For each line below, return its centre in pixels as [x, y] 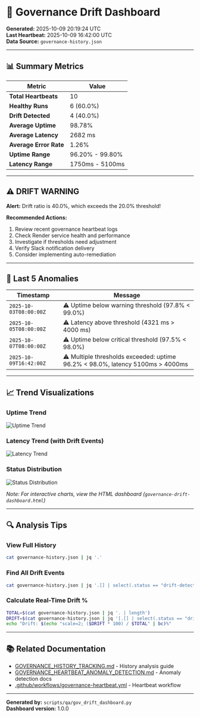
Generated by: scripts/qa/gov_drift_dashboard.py [69, 702]
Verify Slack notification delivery [54, 248]
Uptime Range [30, 154]
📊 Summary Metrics [45, 66]
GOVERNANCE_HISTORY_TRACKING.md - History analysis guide [94, 666]
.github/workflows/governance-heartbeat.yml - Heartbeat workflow [98, 685]
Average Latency [34, 135]
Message [127, 296]
